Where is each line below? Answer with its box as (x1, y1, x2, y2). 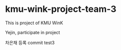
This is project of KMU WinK (5, 20, 63, 26)
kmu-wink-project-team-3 (5, 3, 117, 15)
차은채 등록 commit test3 (5, 40, 55, 46)
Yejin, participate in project (5, 29, 60, 35)
